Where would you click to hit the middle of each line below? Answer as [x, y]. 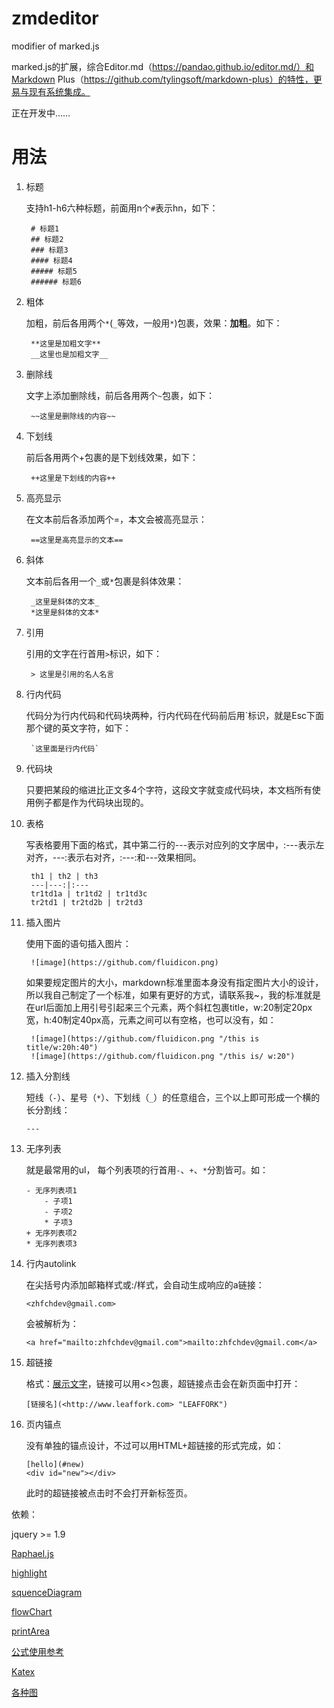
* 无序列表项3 [51, 1243]
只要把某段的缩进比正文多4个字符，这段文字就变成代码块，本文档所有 [169, 789]
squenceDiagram [47, 1592]
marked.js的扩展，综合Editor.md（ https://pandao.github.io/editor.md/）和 [163, 66]
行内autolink [51, 1263]
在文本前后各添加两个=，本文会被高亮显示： [116, 519]
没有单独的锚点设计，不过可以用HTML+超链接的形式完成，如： [154, 1445]
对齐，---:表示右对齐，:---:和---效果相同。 [113, 857]
